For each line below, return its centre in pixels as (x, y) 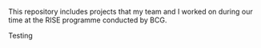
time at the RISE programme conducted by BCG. (88, 20)
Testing (21, 36)
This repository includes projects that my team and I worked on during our (131, 12)
